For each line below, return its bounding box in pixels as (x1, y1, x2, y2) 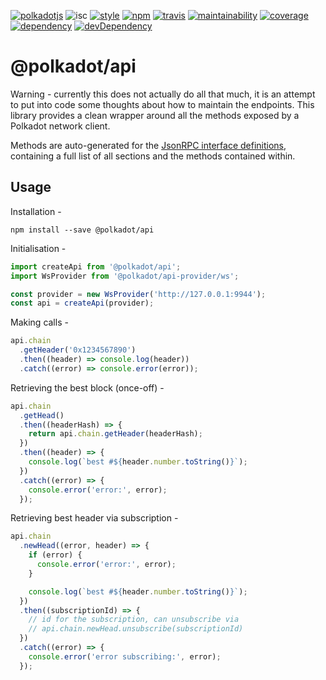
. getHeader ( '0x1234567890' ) (19, 345, 137, 355)
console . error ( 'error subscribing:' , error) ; (28, 651, 222, 662)
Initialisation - (10, 242, 67, 254)
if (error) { (28, 550, 83, 560)
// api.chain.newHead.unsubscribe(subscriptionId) (28, 624, 244, 634)
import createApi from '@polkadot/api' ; (10, 261, 182, 272)
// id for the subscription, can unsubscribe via (28, 615, 240, 625)
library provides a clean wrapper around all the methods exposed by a (10, 109, 300, 121)
